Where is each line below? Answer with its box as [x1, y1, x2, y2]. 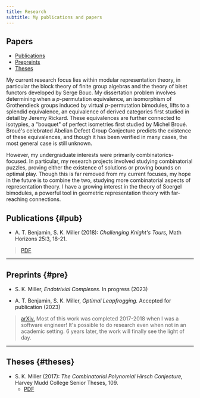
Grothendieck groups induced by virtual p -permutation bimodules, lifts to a [6, 102, 190, 109]
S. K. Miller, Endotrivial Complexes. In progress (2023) [14, 285, 148, 292]
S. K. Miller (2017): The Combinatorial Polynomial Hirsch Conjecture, [14, 372, 183, 380]
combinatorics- [136, 152, 174, 159]
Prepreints [14, 58, 40, 66]
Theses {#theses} [6, 357, 75, 367]
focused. [6, 158, 28, 165]
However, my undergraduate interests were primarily [6, 152, 135, 159]
